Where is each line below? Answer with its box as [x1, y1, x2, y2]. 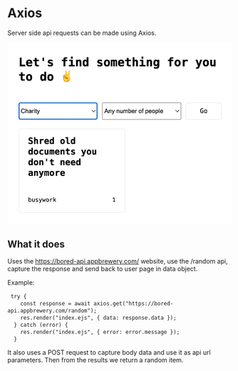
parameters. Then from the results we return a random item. [7, 356, 184, 365]
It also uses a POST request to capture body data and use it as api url [7, 348, 212, 357]
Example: [7, 278, 35, 287]
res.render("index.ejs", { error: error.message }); [20, 329, 180, 336]
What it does [7, 238, 66, 250]
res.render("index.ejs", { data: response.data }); [20, 315, 177, 322]
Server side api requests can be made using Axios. [7, 28, 157, 37]
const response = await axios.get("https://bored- [20, 301, 174, 308]
